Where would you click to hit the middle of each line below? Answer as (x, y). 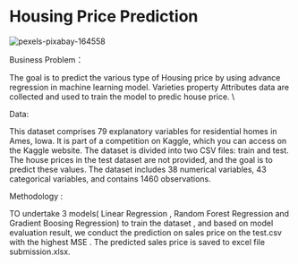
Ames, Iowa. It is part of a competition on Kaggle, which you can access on (148, 141)
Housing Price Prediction (104, 17)
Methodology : (36, 196)
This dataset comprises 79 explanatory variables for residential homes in (143, 131)
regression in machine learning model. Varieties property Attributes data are (149, 87)
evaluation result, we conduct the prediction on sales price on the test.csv (145, 232)
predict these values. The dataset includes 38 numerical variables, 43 (138, 169)
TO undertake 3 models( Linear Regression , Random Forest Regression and (149, 213)
